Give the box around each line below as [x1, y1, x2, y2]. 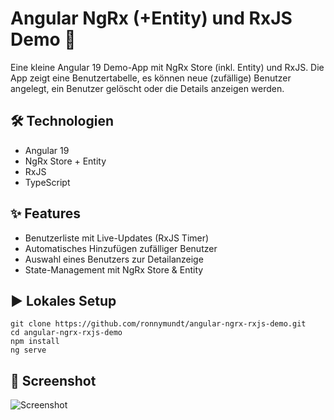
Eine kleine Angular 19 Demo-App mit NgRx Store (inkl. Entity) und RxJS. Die [10, 61, 325, 73]
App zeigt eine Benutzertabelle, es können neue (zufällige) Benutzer [10, 72, 292, 84]
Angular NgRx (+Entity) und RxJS [10, 7, 293, 30]
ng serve [10, 345, 47, 356]
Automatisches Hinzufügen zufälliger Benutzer [24, 242, 218, 254]
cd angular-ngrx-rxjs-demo [10, 328, 123, 338]
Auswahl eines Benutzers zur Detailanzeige [24, 253, 204, 265]
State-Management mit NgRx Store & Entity [24, 263, 204, 276]
